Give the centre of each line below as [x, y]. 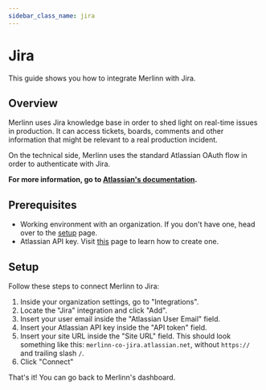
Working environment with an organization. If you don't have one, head [137, 224]
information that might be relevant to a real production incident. [113, 140]
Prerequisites [43, 205]
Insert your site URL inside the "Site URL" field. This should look [125, 336]
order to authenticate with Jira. [59, 164]
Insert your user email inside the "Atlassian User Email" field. [120, 319]
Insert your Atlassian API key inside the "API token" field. [113, 328]
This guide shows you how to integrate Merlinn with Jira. [102, 78]
